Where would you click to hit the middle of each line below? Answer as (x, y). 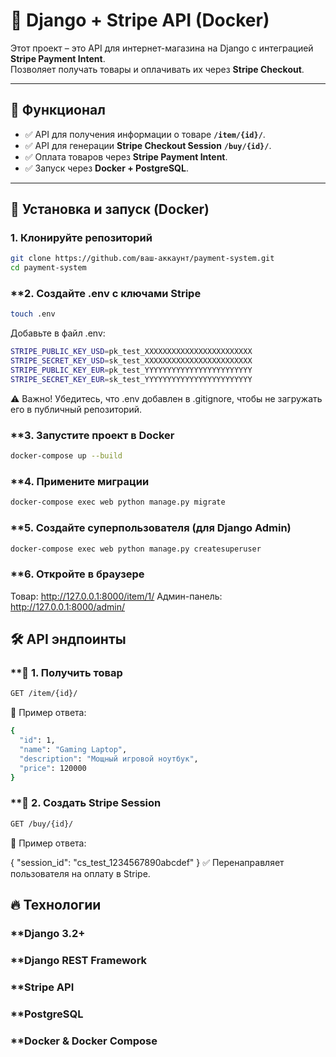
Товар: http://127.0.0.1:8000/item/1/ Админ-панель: (116, 596)
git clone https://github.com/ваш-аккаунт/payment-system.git (142, 259)
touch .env (33, 314)
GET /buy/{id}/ (42, 824)
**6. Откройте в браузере (77, 574)
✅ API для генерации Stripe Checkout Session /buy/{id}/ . (148, 145)
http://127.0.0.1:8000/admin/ (68, 606)
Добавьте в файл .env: (58, 333)
